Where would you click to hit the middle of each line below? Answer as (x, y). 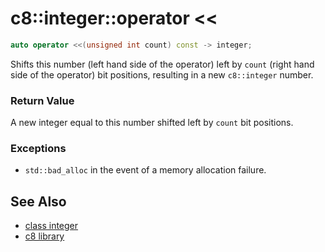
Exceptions (38, 149)
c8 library (44, 236)
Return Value (42, 100)
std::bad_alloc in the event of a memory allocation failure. (145, 170)
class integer (51, 226)
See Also (38, 201)
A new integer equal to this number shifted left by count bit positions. (152, 123)
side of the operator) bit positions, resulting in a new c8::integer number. (162, 74)
